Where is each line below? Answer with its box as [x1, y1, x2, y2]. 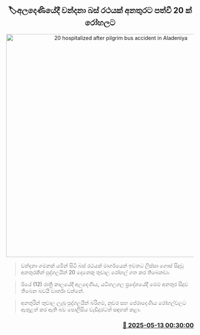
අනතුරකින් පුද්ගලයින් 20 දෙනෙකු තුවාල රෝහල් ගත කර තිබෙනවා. [20, 268, 171, 275]
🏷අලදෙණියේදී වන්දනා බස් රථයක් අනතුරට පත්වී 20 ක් [8, 5, 192, 15]
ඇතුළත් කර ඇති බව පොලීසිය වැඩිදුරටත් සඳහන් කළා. [20, 306, 141, 313]
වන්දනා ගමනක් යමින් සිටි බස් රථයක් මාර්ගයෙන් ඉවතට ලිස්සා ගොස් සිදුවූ [20, 262, 185, 269]
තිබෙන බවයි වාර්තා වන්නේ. [20, 287, 85, 294]
